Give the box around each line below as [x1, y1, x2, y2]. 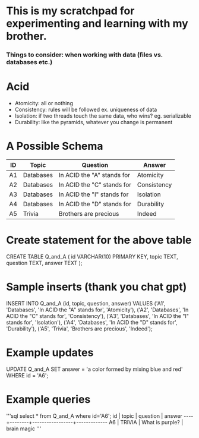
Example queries [6, 392, 91, 406]
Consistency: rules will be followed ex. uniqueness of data [14, 106, 157, 114]
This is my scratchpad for [6, 4, 135, 18]
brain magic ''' [6, 425, 42, 432]
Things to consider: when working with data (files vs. [6, 51, 163, 59]
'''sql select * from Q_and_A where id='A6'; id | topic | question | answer [6, 412, 183, 420]
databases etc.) [6, 58, 53, 67]
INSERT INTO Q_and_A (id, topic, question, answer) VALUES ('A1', [6, 300, 166, 307]
